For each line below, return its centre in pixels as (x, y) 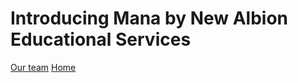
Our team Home (43, 67)
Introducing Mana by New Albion (149, 18)
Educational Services (101, 39)
